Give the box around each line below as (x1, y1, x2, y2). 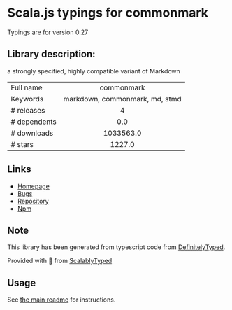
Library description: (7, 48, 96, 60)
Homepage (17, 182, 50, 190)
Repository (17, 197, 49, 205)
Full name (10, 83, 43, 92)
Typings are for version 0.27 (7, 28, 89, 36)
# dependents (10, 117, 57, 127)
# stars (10, 139, 34, 149)
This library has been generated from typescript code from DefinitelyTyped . (7, 243, 226, 251)
